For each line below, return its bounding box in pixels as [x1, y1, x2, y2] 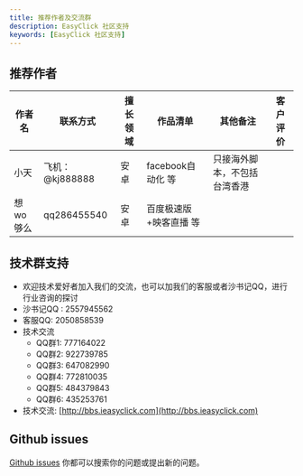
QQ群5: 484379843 [35, 383, 110, 393]
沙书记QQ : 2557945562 [22, 303, 114, 314]
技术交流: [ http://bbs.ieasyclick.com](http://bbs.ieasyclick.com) [22, 406, 259, 415]
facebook [146, 160, 188, 173]
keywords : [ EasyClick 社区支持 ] [9, 30, 126, 39]
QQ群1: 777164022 [35, 338, 106, 348]
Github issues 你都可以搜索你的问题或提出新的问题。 [9, 457, 205, 468]
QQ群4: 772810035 [35, 371, 108, 382]
